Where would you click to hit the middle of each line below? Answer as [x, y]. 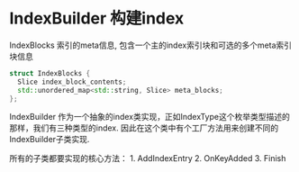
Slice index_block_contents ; [72, 82]
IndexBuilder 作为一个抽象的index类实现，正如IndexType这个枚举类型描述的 [149, 117]
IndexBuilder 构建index [97, 18]
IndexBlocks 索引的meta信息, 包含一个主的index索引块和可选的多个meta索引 [151, 45]
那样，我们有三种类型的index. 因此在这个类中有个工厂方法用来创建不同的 [144, 128]
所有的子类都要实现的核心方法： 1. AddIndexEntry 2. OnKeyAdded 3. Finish [148, 158]
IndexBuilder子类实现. [50, 140]
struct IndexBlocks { [50, 73]
